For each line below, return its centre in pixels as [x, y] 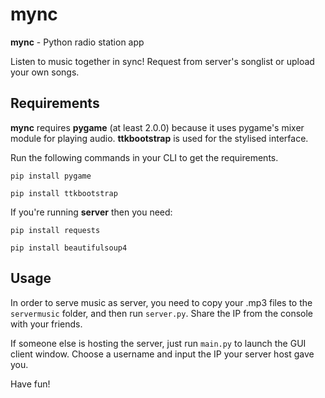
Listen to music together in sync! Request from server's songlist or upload [162, 61]
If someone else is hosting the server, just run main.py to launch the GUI [158, 343]
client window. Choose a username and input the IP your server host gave [162, 354]
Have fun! [30, 384]
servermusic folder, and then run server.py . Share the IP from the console [162, 313]
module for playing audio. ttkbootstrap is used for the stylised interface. [159, 138]
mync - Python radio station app [77, 42]
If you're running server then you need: [91, 212]
